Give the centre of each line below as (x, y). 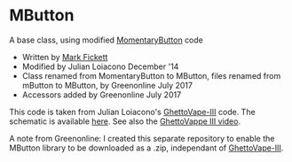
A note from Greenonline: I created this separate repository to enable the (142, 138)
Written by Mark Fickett (65, 57)
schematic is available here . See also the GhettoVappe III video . (125, 121)
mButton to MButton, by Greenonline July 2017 (107, 85)
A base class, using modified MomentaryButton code (107, 40)
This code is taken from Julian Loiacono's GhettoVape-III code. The (132, 112)
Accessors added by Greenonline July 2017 (102, 95)
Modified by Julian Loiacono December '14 (100, 66)
